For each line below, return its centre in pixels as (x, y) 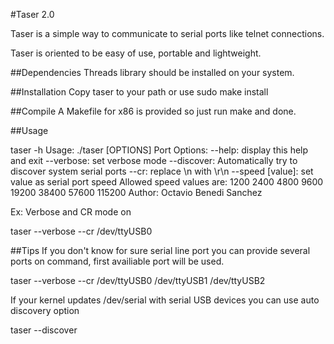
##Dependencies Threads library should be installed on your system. (152, 72)
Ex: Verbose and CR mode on (71, 212)
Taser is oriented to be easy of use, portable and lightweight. (136, 53)
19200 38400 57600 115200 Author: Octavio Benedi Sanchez (136, 192)
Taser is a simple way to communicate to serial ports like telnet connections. (167, 33)
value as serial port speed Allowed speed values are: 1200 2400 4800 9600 (167, 182)
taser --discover (44, 330)
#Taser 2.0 (32, 14)
